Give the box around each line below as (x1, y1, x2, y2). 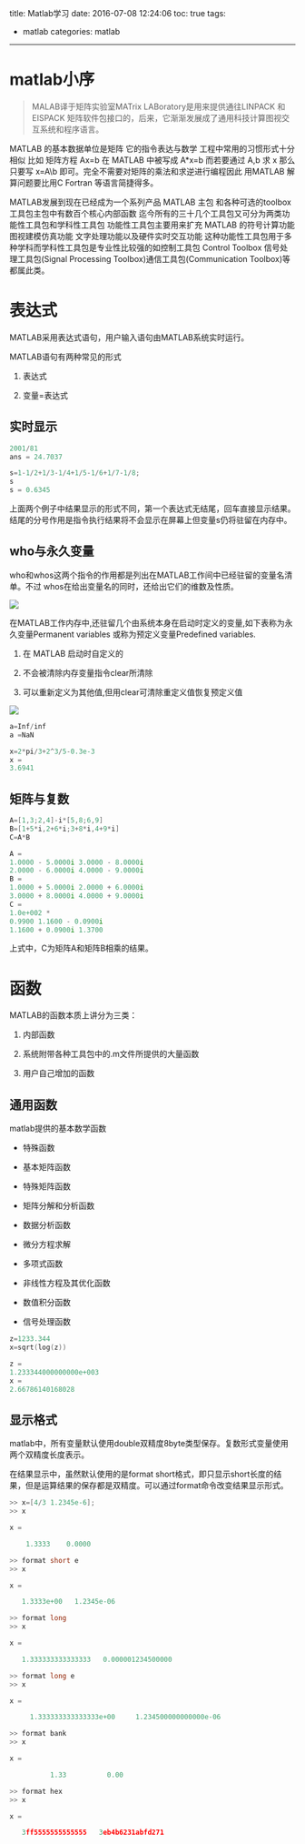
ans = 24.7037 (9, 452, 64, 461)
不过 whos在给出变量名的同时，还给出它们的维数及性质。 (25, 580, 239, 591)
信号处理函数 (22, 1316, 71, 1327)
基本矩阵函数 (22, 1162, 71, 1173)
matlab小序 (9, 69, 95, 90)
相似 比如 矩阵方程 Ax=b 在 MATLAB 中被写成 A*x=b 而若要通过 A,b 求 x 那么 (9, 154, 296, 166)
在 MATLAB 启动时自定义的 (22, 648, 124, 659)
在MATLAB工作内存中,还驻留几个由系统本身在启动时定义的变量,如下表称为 (9, 617, 285, 628)
